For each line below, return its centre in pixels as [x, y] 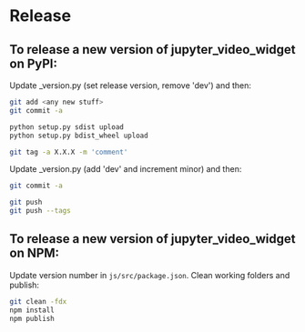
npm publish [32, 318]
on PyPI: [33, 63]
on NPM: [35, 253]
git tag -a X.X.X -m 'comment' [69, 152]
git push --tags [40, 211]
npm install [32, 310]
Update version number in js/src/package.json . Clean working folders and [150, 275]
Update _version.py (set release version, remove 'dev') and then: [131, 86]
